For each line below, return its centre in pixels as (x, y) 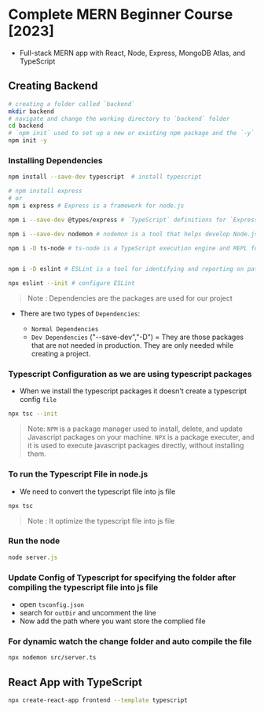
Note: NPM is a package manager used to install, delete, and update (135, 429)
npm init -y (27, 141)
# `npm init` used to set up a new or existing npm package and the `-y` (132, 133)
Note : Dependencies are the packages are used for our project (130, 298)
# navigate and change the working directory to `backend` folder (119, 119)
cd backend (26, 126)
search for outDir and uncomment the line (88, 612)
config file (38, 400)
